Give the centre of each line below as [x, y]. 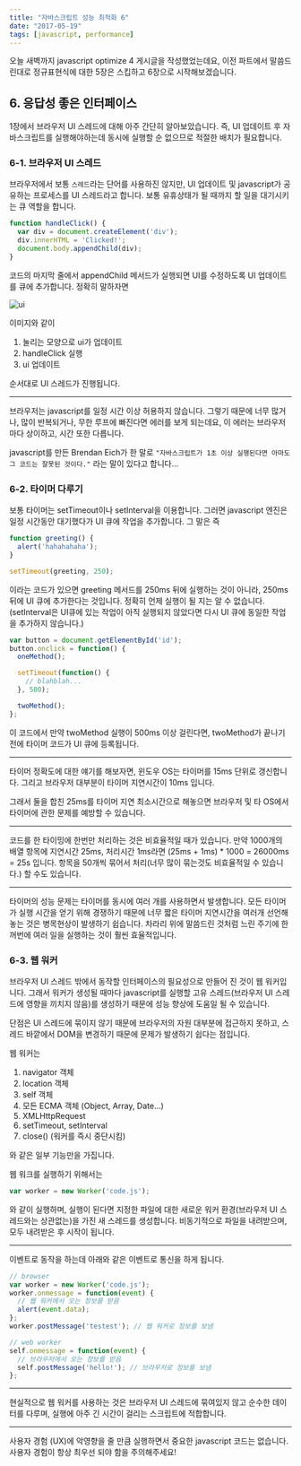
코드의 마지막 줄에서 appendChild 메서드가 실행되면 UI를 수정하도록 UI [133, 275]
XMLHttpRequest [54, 1115]
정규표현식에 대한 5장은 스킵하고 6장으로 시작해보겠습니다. [135, 72]
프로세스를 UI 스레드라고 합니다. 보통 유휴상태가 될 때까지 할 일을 [145, 195]
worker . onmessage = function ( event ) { [82, 1293]
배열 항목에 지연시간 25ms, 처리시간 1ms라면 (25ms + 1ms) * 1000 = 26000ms [149, 851]
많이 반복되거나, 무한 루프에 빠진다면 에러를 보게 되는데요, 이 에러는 [138, 421]
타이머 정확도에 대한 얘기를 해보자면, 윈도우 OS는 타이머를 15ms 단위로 [133, 771]
